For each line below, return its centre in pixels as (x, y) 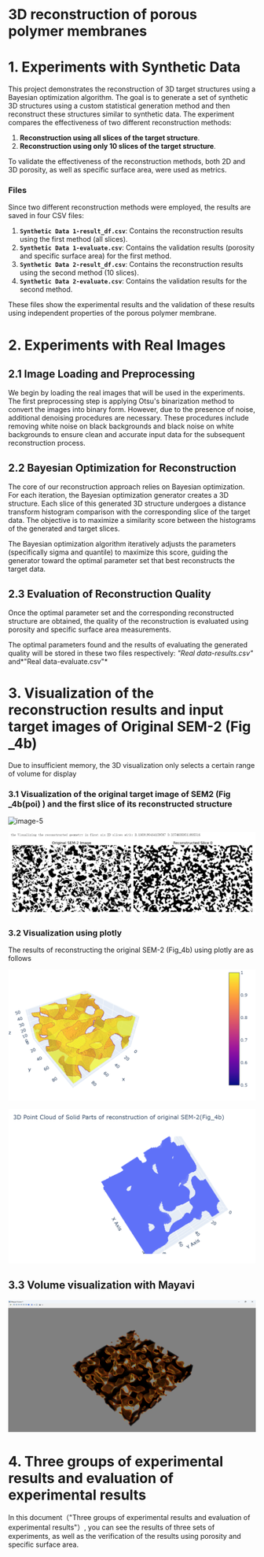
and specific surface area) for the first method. (95, 256)
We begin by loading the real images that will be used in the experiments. (126, 393)
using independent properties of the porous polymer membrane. (112, 313)
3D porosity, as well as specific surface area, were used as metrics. (117, 170)
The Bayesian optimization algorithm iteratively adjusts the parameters (122, 544)
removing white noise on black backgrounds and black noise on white (121, 426)
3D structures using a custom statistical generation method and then (119, 106)
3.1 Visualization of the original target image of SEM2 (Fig (119, 794)
